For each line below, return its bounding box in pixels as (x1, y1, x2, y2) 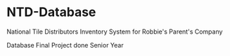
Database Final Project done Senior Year (6, 41, 124, 49)
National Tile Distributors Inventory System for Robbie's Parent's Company (6, 27, 223, 36)
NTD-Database (6, 4, 96, 20)
